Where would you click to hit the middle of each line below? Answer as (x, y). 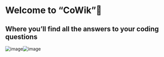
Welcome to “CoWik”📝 (53, 10)
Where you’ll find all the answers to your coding (82, 29)
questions (21, 37)
